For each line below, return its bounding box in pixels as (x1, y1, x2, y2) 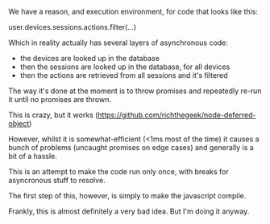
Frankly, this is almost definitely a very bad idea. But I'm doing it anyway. (8, 206, 250, 216)
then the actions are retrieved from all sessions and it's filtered (19, 71, 228, 79)
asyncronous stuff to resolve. (8, 176, 106, 185)
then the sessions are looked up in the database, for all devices (19, 62, 231, 71)
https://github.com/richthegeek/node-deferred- (98, 110, 256, 120)
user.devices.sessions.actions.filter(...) (8, 22, 137, 31)
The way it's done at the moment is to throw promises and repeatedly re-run (8, 86, 262, 96)
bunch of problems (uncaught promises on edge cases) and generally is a (8, 143, 254, 152)
